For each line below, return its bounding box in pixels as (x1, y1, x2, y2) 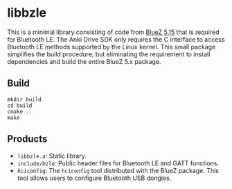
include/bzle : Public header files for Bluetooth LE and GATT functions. (17, 158, 220, 167)
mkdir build (7, 96, 42, 103)
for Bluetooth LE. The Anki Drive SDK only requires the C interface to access (7, 35, 225, 43)
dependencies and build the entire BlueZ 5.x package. (7, 57, 161, 65)
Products (7, 133, 48, 145)
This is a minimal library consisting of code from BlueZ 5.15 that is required (7, 28, 220, 36)
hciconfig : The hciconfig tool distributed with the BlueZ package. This (17, 166, 220, 174)
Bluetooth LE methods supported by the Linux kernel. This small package (7, 42, 216, 51)
